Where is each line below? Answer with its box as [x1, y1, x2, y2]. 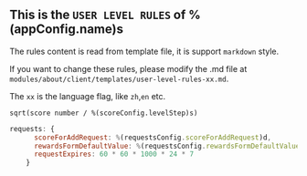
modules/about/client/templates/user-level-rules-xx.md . [9, 73, 229, 84]
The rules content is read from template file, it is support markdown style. [9, 46, 280, 57]
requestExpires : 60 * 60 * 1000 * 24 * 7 [33, 150, 195, 159]
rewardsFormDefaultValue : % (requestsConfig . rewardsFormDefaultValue [33, 141, 301, 150]
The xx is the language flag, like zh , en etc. [9, 90, 166, 101]
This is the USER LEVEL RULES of [9, 7, 186, 23]
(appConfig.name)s [9, 22, 123, 37]
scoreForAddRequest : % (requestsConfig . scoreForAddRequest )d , [33, 132, 272, 142]
